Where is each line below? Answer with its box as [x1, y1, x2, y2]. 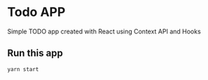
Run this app [7, 47, 63, 59]
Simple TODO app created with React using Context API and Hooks [7, 27, 201, 35]
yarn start [7, 65, 39, 73]
